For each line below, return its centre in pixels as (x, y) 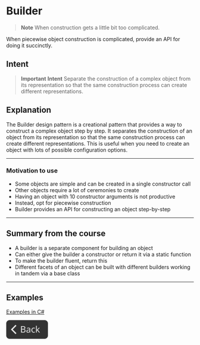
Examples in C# (25, 312)
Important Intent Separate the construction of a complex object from (106, 78)
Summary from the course (56, 234)
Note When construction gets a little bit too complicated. (90, 27)
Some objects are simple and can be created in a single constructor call (103, 184)
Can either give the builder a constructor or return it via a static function (103, 254)
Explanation (29, 110)
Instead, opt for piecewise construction (63, 203)
